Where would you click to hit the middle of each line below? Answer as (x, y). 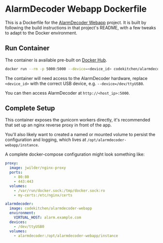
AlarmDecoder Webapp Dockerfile (76, 9)
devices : (18, 222)
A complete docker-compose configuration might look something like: (75, 154)
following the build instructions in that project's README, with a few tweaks (81, 27)
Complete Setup (30, 108)
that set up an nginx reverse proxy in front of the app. (58, 125)
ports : (16, 172)
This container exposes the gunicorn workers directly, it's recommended (78, 120)
